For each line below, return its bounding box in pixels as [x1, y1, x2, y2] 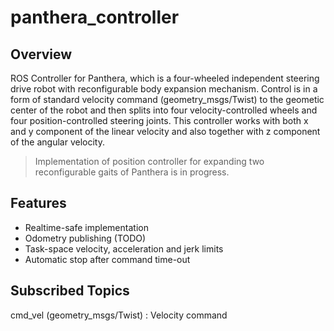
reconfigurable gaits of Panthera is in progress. [34, 166, 230, 178]
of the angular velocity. [10, 136, 105, 148]
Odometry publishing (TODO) [24, 232, 147, 244]
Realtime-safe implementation [24, 221, 149, 233]
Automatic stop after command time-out [24, 253, 191, 265]
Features [10, 195, 67, 212]
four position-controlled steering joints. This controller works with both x [10, 115, 309, 126]
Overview [10, 46, 73, 63]
